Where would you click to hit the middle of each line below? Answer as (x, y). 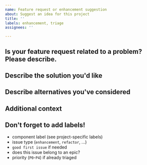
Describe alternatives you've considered (68, 92)
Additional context (33, 108)
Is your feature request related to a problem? (73, 51)
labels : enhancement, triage (34, 23)
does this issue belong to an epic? (46, 152)
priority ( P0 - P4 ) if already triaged (44, 157)
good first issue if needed (39, 147)
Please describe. (31, 59)
